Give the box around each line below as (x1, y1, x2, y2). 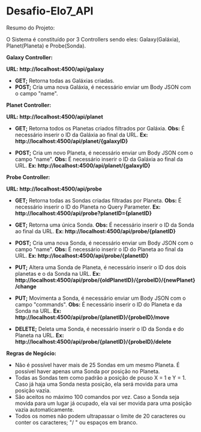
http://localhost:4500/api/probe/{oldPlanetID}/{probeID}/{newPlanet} (14, 276, 196, 284)
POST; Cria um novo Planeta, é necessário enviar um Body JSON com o (14, 149, 193, 156)
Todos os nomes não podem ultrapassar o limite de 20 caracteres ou (14, 412, 186, 419)
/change (14, 282, 37, 290)
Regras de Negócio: (6, 350, 57, 357)
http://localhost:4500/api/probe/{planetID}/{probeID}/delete (14, 338, 172, 345)
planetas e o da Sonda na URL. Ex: (14, 270, 101, 277)
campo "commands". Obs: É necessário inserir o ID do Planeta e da (14, 300, 182, 308)
